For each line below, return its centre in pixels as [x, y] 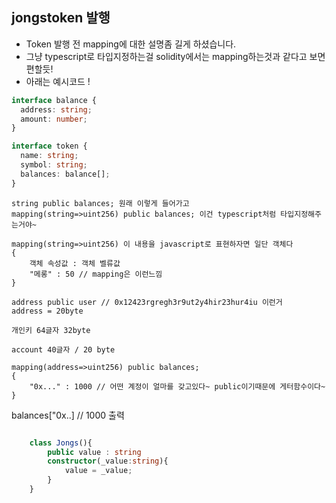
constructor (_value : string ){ [108, 461]
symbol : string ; [54, 165]
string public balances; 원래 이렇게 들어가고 [100, 203]
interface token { [49, 146]
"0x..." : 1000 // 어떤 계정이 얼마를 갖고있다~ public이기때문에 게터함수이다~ [177, 386]
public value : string [94, 452]
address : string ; [56, 109]
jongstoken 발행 [61, 18]
